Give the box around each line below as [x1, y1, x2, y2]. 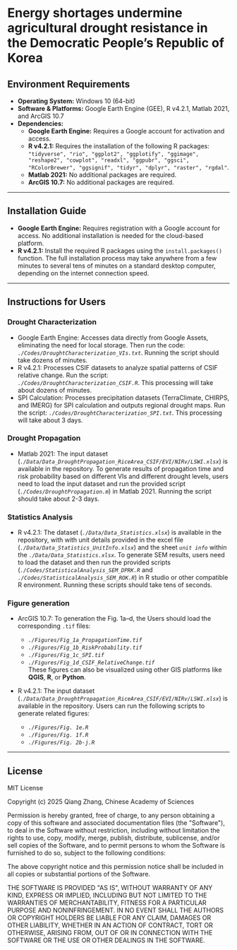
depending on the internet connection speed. [17, 268, 150, 277]
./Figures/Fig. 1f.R [28, 732, 89, 739]
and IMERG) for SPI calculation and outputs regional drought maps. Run [17, 400, 226, 409]
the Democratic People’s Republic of [7, 35, 224, 51]
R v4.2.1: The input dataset [17, 687, 95, 695]
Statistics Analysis [7, 512, 73, 522]
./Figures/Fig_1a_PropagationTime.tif [28, 637, 142, 644]
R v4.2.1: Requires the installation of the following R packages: [28, 142, 209, 150]
